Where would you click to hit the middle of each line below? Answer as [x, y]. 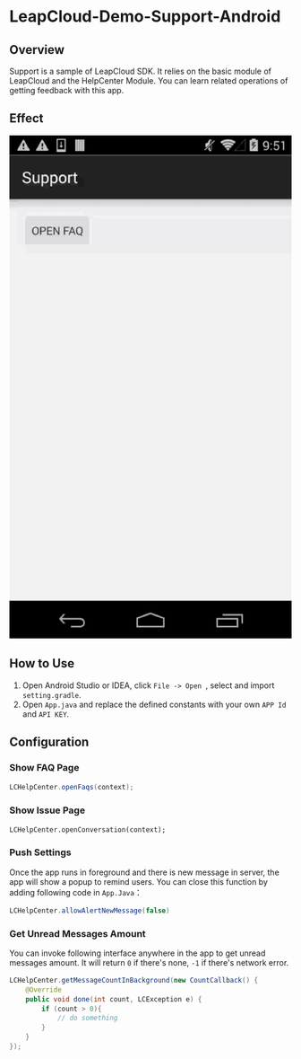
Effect [26, 119]
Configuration [49, 742]
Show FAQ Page [44, 767]
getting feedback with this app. [67, 90]
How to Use [42, 663]
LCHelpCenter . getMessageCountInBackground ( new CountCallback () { [133, 980]
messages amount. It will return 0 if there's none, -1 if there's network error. [149, 962]
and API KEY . [46, 714]
